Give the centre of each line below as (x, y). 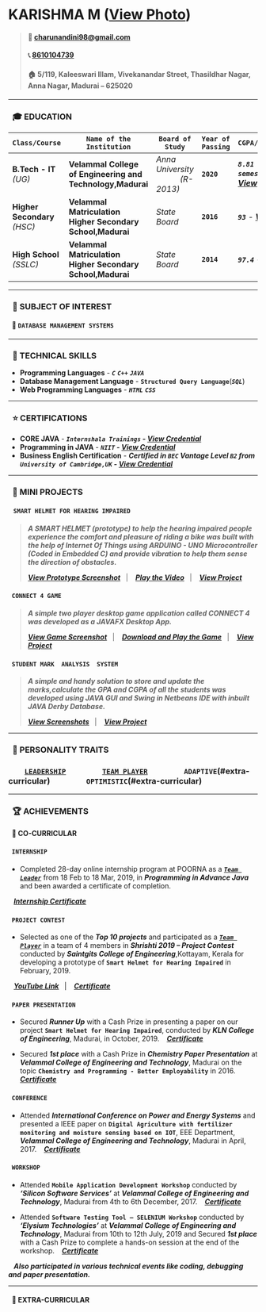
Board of (175, 139)
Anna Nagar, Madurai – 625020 (80, 86)
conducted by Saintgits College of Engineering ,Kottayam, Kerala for (131, 954)
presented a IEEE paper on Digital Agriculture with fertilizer (126, 1123)
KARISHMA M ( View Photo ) (100, 15)
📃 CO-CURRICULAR (44, 833)
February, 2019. (45, 971)
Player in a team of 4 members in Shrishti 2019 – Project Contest (127, 946)
